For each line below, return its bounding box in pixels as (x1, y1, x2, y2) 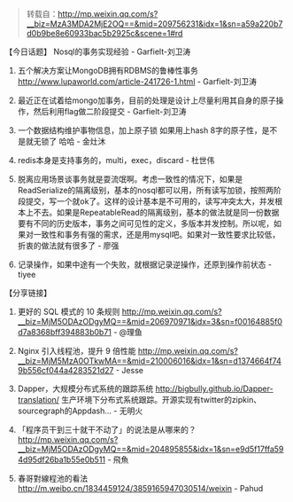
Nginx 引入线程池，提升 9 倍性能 (17, 346, 136, 356)
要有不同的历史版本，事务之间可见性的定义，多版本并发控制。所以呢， (17, 218, 274, 229)
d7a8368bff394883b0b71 (17, 327, 112, 337)
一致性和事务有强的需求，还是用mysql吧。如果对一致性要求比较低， (33, 230, 281, 239)
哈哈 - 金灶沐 (58, 137, 106, 146)
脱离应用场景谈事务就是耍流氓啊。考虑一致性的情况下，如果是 (17, 174, 243, 184)
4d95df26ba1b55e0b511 (17, 454, 106, 465)
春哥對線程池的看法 (17, 474, 89, 483)
